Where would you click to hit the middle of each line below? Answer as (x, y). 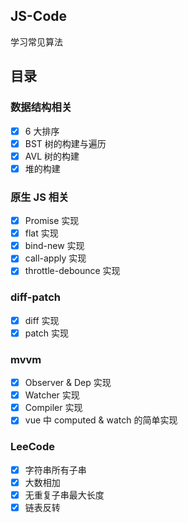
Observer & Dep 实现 (68, 383)
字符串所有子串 (55, 470)
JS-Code (39, 16)
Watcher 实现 (52, 395)
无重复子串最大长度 (64, 495)
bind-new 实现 (54, 246)
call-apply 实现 (55, 258)
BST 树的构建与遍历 (65, 143)
